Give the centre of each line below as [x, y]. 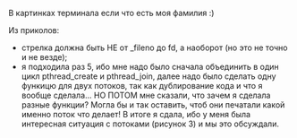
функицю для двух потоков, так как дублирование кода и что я [142, 86]
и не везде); [44, 57]
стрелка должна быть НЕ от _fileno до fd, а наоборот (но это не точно [154, 47]
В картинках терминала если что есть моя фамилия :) [111, 13]
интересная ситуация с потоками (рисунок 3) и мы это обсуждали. [150, 124]
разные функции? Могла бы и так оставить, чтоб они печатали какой [153, 105]
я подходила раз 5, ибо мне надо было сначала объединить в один [150, 67]
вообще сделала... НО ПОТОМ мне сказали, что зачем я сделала [146, 95]
